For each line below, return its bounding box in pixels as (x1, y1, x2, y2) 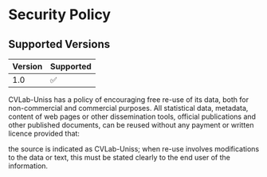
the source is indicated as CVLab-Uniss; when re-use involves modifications (8, 144, 260, 153)
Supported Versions (8, 37, 110, 51)
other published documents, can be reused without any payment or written (8, 120, 254, 129)
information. (8, 161, 49, 171)
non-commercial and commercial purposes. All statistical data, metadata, (8, 104, 249, 112)
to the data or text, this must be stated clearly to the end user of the (8, 153, 231, 162)
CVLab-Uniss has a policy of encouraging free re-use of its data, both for (8, 95, 249, 104)
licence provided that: (8, 129, 80, 138)
